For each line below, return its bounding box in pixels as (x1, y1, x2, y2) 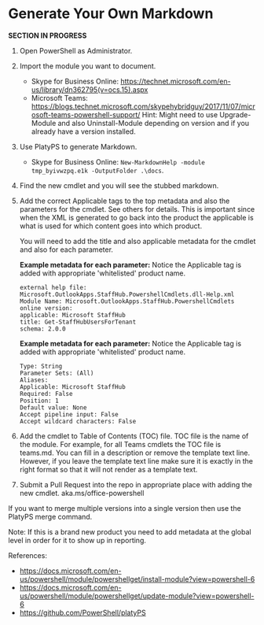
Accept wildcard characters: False (19, 417, 137, 425)
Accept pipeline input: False (19, 410, 119, 418)
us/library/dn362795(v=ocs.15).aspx (31, 84, 148, 94)
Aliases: (19, 375, 49, 384)
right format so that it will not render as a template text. (19, 464, 198, 474)
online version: (19, 304, 73, 312)
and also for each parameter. (19, 245, 114, 254)
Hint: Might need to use (141, 109, 218, 119)
